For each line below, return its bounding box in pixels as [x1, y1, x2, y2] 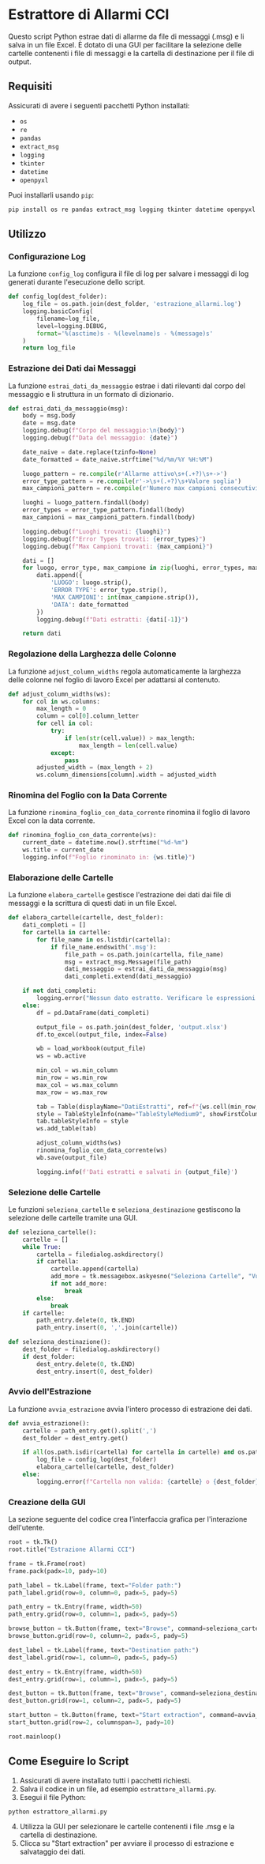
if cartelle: [22, 1309, 65, 1317]
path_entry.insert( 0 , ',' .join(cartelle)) [36, 1324, 178, 1332]
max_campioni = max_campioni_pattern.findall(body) [22, 514, 196, 522]
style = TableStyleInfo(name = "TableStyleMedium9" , [36, 1110, 207, 1118]
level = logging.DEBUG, [36, 322, 108, 330]
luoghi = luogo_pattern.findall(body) [22, 499, 150, 507]
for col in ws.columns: [22, 697, 101, 705]
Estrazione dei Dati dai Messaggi [8, 363, 136, 374]
